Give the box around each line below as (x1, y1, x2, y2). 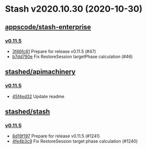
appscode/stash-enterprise (5, 23, 92, 31)
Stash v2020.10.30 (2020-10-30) (5, 3, 143, 15)
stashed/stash (5, 107, 50, 115)
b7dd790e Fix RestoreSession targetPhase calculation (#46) (12, 54, 133, 59)
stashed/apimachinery (5, 68, 76, 76)
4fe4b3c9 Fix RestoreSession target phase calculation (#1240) (12, 138, 138, 144)
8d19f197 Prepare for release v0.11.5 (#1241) (12, 133, 100, 139)
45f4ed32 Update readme (12, 93, 65, 99)
